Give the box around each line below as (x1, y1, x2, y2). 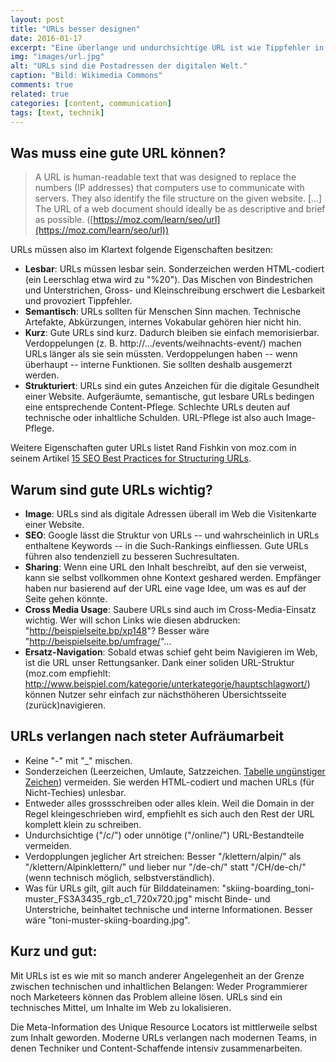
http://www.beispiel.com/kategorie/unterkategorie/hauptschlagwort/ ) (24, 678, 311, 690)
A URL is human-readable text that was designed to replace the (34, 171, 297, 183)
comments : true (10, 80, 74, 90)
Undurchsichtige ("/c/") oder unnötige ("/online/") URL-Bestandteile (24, 829, 305, 841)
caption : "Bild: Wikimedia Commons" (10, 71, 163, 81)
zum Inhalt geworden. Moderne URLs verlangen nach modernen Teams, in (10, 1031, 317, 1043)
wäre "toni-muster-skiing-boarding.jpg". (24, 914, 191, 926)
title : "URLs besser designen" (10, 24, 141, 34)
